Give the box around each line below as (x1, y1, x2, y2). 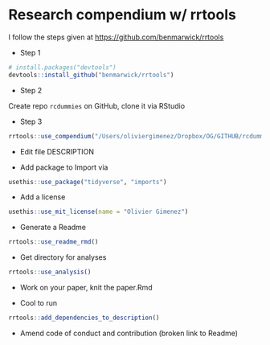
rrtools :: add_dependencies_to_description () (8, 314, 160, 322)
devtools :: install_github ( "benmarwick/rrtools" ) (8, 71, 174, 79)
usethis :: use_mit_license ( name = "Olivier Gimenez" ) (8, 207, 189, 216)
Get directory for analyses (19, 253, 107, 262)
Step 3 (19, 117, 43, 126)
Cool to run (19, 298, 58, 308)
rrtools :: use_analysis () (8, 268, 92, 277)
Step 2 (19, 85, 43, 95)
